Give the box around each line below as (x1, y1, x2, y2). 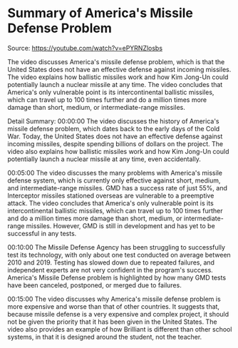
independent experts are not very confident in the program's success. (7, 265, 214, 274)
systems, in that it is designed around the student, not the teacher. (7, 332, 202, 341)
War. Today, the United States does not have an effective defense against (7, 132, 223, 140)
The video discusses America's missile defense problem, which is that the (7, 57, 225, 66)
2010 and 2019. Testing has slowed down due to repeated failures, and (7, 258, 215, 267)
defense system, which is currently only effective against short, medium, (7, 176, 221, 185)
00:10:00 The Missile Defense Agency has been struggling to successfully (7, 242, 226, 251)
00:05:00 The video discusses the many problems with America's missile (7, 168, 223, 177)
